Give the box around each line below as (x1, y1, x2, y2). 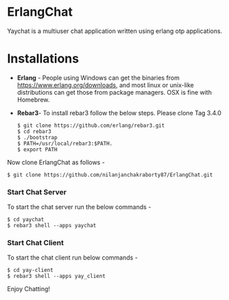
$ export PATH (16, 146, 58, 153)
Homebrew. (16, 95, 50, 104)
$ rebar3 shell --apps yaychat (7, 222, 97, 229)
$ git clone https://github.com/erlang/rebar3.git (16, 122, 165, 129)
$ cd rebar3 (16, 128, 51, 135)
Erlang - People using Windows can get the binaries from (16, 73, 180, 82)
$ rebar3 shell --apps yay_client (7, 273, 106, 280)
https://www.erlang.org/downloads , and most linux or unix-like (16, 80, 194, 89)
